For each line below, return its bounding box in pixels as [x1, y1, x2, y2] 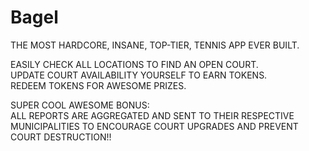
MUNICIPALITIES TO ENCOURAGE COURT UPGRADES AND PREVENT [10, 120, 299, 132]
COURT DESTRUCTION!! [10, 131, 112, 143]
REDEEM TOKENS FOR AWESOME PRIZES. [10, 79, 187, 91]
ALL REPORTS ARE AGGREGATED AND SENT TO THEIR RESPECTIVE [10, 109, 295, 121]
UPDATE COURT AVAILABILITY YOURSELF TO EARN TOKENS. [10, 69, 268, 81]
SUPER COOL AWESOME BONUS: [10, 99, 150, 111]
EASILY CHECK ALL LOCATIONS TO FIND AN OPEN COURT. [10, 58, 259, 70]
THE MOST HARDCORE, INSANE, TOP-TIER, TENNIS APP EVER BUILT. [10, 39, 300, 51]
